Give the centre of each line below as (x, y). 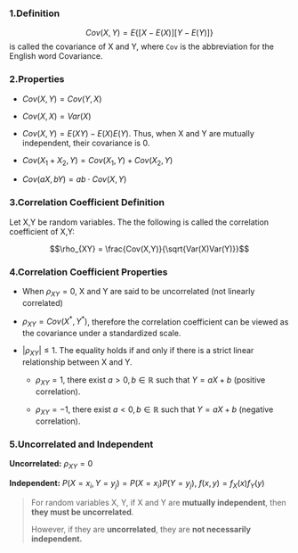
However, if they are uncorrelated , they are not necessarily (141, 529)
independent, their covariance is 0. (86, 143)
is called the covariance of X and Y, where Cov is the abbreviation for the (141, 46)
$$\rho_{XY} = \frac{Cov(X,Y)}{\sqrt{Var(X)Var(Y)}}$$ (149, 249)
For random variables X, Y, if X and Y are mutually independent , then (158, 502)
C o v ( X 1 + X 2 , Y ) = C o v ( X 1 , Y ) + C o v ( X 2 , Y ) (97, 161)
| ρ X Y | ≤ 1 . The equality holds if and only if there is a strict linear (138, 352)
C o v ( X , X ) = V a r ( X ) (56, 116)
